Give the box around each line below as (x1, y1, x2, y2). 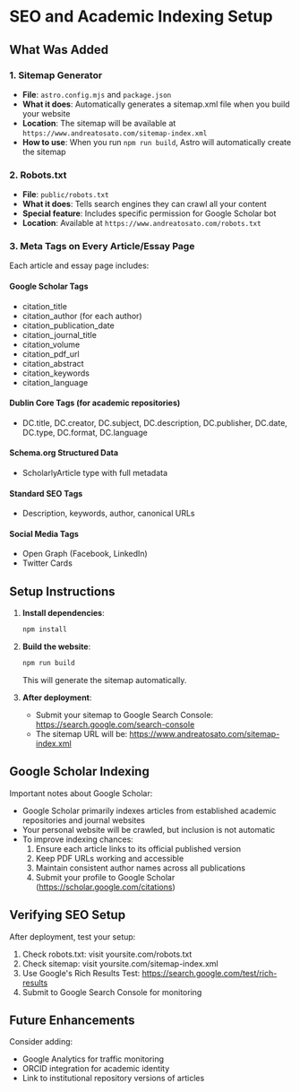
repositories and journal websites (21, 814, 146, 826)
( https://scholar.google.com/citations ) (35, 881, 176, 892)
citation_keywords (21, 368, 90, 378)
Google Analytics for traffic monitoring (21, 1053, 164, 1064)
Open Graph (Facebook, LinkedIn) (21, 549, 148, 559)
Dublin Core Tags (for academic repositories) (9, 397, 181, 409)
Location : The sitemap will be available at (21, 117, 176, 128)
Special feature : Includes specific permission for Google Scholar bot (21, 208, 277, 219)
